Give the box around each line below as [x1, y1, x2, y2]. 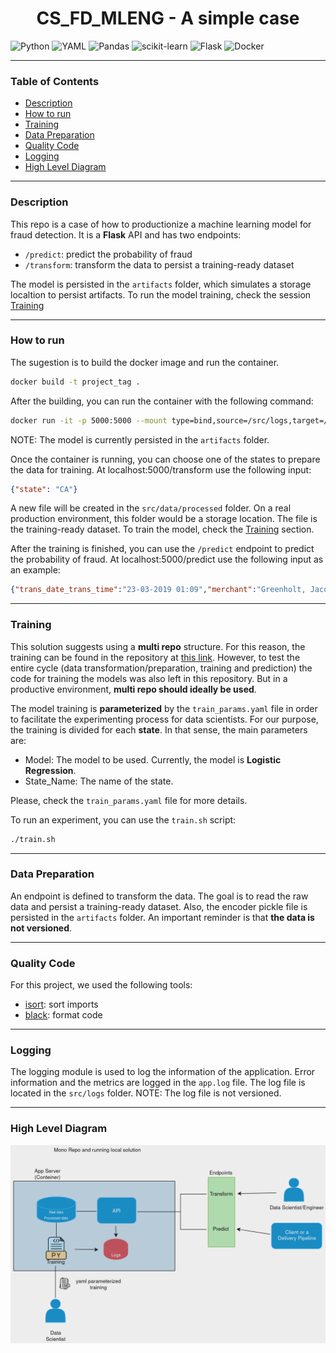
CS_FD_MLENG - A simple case [36, 7, 300, 30]
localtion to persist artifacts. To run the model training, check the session [10, 288, 312, 301]
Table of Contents [10, 74, 100, 88]
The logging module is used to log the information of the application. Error [10, 1066, 316, 1078]
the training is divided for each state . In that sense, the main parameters [10, 723, 308, 736]
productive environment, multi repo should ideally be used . [10, 683, 257, 695]
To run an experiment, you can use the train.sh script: [10, 813, 237, 826]
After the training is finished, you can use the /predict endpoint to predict [10, 543, 315, 555]
